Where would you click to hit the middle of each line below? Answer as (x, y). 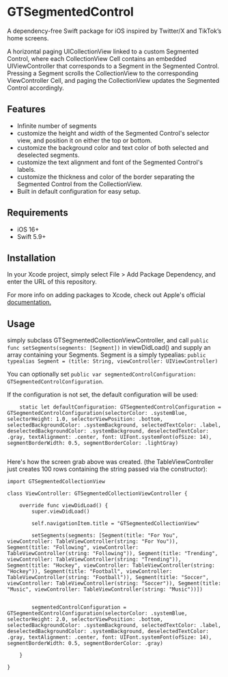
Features (26, 109)
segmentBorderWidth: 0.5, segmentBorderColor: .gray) (85, 643)
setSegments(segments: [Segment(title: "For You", (105, 536)
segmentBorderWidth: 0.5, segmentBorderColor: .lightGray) (93, 443)
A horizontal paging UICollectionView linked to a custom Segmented (103, 51)
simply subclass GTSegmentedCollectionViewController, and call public (108, 340)
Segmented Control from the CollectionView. (80, 184)
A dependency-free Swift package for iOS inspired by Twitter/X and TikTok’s (114, 31)
